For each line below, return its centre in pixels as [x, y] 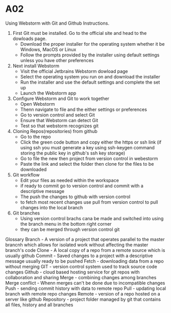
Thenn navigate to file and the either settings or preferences [83, 109]
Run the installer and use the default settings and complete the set [90, 82]
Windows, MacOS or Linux [48, 49]
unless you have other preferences [57, 60]
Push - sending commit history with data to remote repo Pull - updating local [86, 288]
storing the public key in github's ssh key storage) [73, 153]
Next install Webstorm [36, 66]
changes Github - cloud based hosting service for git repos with [72, 272]
